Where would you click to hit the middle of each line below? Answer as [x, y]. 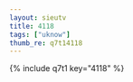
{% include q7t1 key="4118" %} [67, 68]
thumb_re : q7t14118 [46, 43]
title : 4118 [32, 26]
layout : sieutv [38, 18]
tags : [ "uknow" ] [40, 34]
